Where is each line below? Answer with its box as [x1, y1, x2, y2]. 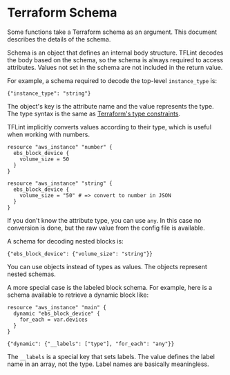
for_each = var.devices [19, 316, 88, 323]
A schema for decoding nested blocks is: [7, 237, 124, 245]
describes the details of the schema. [7, 35, 111, 43]
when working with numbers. [7, 130, 90, 138]
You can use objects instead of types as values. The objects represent [7, 262, 207, 271]
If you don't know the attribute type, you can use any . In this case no [7, 216, 202, 224]
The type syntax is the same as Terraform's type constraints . [7, 109, 181, 118]
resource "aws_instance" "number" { [7, 143, 113, 150]
